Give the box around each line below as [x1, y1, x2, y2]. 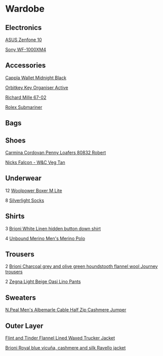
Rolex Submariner [5, 104, 43, 110]
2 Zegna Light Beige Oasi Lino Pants [5, 278, 81, 284]
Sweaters [5, 293, 36, 302]
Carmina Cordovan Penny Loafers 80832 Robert [5, 150, 106, 156]
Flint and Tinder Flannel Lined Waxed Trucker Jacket [5, 335, 115, 341]
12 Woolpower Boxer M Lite [5, 187, 62, 193]
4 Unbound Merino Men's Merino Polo [5, 235, 85, 241]
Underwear [5, 174, 42, 183]
